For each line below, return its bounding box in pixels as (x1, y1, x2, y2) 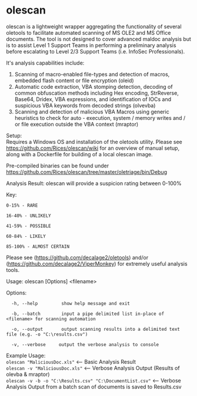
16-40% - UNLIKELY (6, 213, 51, 219)
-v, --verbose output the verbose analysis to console (11, 341, 159, 347)
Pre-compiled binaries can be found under (6, 162, 109, 169)
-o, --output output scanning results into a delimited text (11, 326, 181, 332)
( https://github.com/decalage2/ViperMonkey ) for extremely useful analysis (6, 260, 188, 267)
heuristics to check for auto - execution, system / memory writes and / (14, 114, 186, 121)
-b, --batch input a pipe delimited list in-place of (11, 311, 165, 317)
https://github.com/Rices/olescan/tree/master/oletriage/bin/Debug (6, 168, 168, 175)
